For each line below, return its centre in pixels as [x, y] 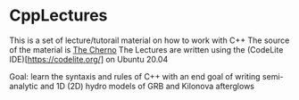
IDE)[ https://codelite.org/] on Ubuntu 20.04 [89, 59]
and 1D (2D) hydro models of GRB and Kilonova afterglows [147, 86]
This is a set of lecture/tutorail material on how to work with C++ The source [149, 40]
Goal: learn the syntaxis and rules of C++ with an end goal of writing [135, 76]
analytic [24, 86]
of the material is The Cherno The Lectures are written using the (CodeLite [146, 49]
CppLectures [58, 16]
